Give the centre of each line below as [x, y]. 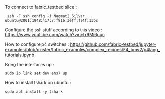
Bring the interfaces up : [30, 64]
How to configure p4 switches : [37, 44]
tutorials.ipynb [20, 55]
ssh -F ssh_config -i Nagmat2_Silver [46, 16]
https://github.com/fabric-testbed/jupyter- [113, 44]
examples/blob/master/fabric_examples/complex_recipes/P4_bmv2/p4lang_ [82, 49]
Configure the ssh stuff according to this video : [54, 30]
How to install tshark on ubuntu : [38, 82]
